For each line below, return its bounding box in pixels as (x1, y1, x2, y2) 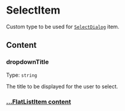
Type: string (6, 71, 37, 79)
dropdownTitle (6, 58, 49, 66)
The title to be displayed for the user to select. (6, 83, 119, 90)
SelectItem (6, 4, 61, 17)
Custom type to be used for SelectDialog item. (6, 23, 120, 30)
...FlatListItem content (6, 97, 71, 106)
